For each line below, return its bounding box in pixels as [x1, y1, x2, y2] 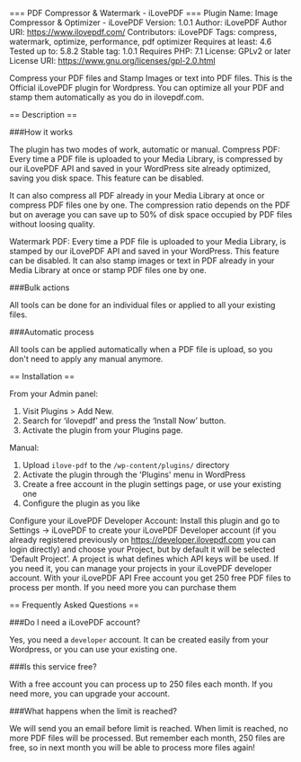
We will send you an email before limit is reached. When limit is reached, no [9, 723, 289, 733]
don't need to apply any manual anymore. [9, 354, 164, 364]
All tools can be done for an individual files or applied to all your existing [9, 300, 276, 310]
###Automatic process [9, 327, 94, 337]
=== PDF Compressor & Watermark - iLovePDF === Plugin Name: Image [9, 8, 279, 18]
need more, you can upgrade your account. [9, 688, 171, 699]
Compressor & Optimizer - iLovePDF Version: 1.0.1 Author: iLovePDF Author [9, 17, 288, 28]
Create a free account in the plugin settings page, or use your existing [22, 479, 281, 489]
